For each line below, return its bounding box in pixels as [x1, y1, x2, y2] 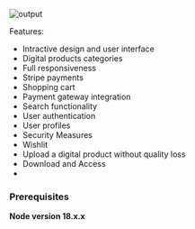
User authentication [22, 111, 96, 121]
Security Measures [22, 130, 93, 140]
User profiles [22, 120, 71, 131]
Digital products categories [22, 53, 123, 63]
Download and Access [22, 159, 106, 169]
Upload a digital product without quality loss [22, 149, 186, 160]
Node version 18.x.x [9, 211, 85, 222]
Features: [9, 26, 45, 36]
